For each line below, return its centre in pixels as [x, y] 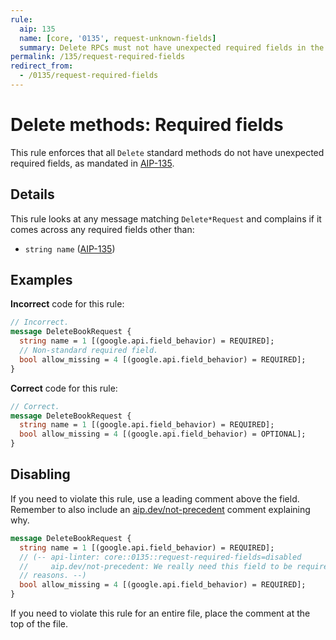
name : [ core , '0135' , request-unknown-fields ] [118, 38]
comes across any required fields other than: [102, 229]
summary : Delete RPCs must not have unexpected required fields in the [172, 47]
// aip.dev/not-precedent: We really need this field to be [156, 566]
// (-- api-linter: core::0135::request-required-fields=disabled [160, 557]
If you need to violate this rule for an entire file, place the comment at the [160, 613]
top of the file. [39, 624]
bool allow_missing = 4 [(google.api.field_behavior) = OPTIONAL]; [163, 434]
